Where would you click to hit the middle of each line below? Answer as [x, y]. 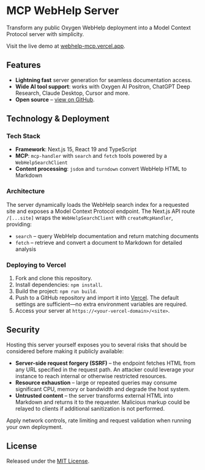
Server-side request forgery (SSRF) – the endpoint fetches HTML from [105, 363]
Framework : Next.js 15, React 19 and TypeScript [76, 149]
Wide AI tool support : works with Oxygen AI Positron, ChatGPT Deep [103, 86]
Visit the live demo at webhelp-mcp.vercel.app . [66, 46]
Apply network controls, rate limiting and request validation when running [99, 420]
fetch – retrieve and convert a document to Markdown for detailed [99, 242]
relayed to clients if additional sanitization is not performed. [90, 408]
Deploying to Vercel [36, 265]
